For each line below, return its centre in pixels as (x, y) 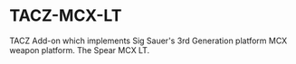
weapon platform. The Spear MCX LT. (80, 50)
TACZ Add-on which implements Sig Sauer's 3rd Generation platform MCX (148, 41)
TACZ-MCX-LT (66, 16)
